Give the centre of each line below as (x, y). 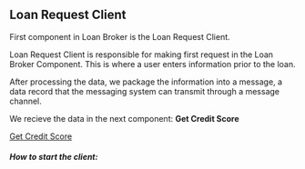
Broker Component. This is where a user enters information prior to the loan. (152, 64)
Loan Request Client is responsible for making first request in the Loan (142, 55)
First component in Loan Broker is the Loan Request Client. (120, 36)
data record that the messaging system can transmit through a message (145, 91)
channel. (26, 101)
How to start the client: (54, 157)
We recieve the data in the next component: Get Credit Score (124, 118)
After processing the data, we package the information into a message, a (146, 82)
